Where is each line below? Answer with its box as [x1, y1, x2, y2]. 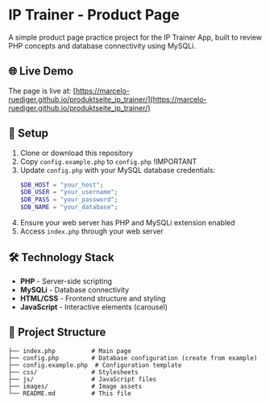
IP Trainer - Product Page [8, 6, 180, 24]
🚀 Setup [8, 127, 49, 141]
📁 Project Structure [8, 326, 106, 339]
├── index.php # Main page [8, 347, 131, 355]
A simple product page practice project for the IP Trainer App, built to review [8, 32, 263, 42]
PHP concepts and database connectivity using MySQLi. [8, 40, 196, 50]
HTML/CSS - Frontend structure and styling [19, 293, 166, 303]
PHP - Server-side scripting [19, 276, 113, 286]
